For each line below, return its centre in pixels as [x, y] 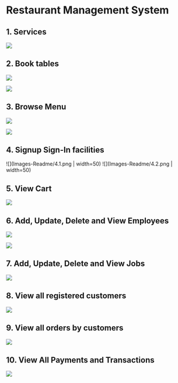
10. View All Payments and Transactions [80, 360]
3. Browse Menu [36, 107]
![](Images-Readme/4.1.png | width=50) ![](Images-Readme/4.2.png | [89, 164]
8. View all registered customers [66, 296]
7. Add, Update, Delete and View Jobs [76, 264]
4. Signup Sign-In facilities [55, 150]
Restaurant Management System [88, 10]
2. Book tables [33, 64]
